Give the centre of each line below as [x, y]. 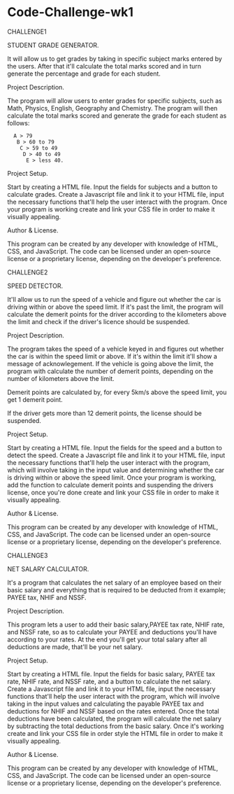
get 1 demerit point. [35, 399]
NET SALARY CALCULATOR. [48, 569]
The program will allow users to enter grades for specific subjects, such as [115, 100]
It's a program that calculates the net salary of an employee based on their [115, 583]
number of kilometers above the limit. [61, 378]
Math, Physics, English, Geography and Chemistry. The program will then [112, 108]
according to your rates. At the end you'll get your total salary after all [107, 639]
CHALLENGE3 [28, 555]
